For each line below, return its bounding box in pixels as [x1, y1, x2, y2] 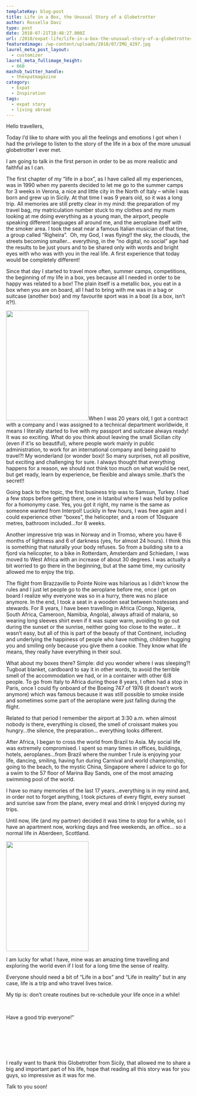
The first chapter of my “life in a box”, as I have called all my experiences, [6, 175, 184, 182]
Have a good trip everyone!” [6, 1014, 74, 1021]
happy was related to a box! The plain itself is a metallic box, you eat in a [6, 280, 181, 287]
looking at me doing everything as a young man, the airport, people [6, 213, 169, 220]
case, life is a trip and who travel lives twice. [6, 980, 113, 987]
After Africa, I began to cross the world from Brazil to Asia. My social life [6, 738, 181, 746]
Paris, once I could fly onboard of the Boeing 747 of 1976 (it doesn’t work [6, 685, 183, 692]
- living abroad [11, 107, 51, 113]
